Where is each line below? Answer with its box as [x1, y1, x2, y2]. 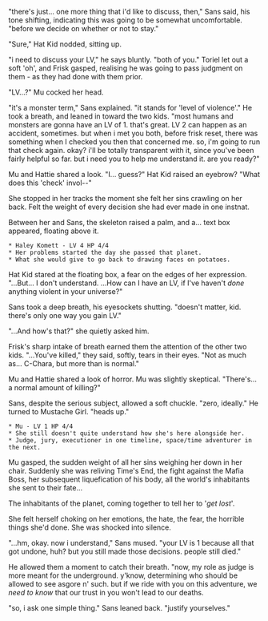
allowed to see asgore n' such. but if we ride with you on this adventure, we [8, 579, 258, 588]
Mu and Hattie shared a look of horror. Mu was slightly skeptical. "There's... [8, 374, 258, 384]
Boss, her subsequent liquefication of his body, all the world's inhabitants [8, 474, 250, 484]
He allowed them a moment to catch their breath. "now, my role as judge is [8, 563, 254, 571]
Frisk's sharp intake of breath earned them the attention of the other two [8, 342, 247, 351]
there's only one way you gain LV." [8, 311, 122, 320]
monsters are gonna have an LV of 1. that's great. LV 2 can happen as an [8, 120, 247, 129]
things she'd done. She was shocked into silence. [8, 522, 172, 532]
